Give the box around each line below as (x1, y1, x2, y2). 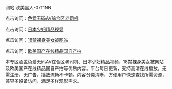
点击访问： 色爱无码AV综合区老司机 (5, 15, 79, 21)
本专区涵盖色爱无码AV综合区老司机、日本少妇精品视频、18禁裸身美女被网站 (5, 59, 164, 65)
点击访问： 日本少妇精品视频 (5, 26, 64, 32)
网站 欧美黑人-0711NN (5, 5, 52, 10)
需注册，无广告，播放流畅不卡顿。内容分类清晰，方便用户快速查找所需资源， (5, 72, 167, 78)
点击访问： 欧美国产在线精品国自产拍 (5, 48, 82, 54)
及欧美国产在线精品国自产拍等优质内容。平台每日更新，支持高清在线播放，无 (5, 65, 167, 71)
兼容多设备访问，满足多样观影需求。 (5, 78, 82, 84)
